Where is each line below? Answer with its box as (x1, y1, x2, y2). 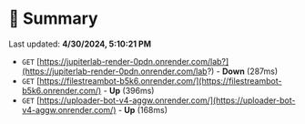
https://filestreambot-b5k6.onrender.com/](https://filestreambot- (39, 75, 282, 86)
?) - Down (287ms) (207, 66, 279, 77)
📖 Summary (8, 8, 98, 29)
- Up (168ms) (117, 104, 168, 115)
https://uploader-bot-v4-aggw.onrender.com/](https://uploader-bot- (39, 95, 296, 106)
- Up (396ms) (103, 85, 155, 96)
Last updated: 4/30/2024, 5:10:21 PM (8, 38, 152, 49)
